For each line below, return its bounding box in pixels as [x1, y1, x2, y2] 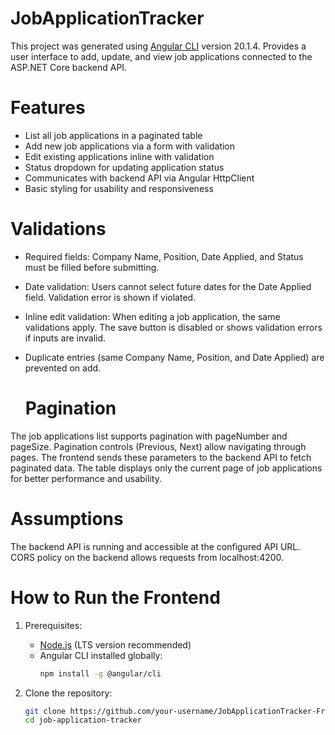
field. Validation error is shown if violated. [24, 291, 197, 303]
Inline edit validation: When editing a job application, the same [24, 310, 281, 322]
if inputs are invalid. [24, 332, 107, 344]
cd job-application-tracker [24, 715, 142, 726]
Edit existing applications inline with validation [24, 150, 215, 162]
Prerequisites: [24, 619, 83, 631]
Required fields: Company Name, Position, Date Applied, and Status [24, 250, 304, 262]
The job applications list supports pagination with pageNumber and [10, 430, 288, 442]
